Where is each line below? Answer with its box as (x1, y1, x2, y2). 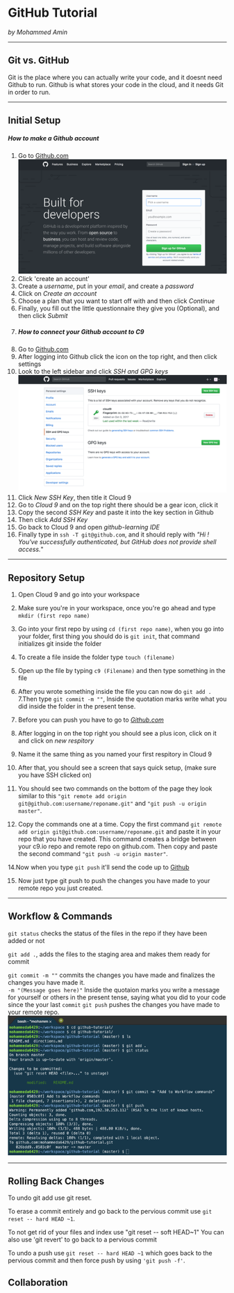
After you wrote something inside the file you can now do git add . (17, 688, 212, 696)
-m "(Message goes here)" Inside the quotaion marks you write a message (8, 985, 220, 994)
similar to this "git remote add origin (17, 792, 127, 800)
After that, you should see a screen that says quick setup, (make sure (17, 763, 217, 772)
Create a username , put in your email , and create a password (17, 282, 194, 290)
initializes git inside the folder (17, 640, 102, 648)
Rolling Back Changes (8, 1175, 105, 1187)
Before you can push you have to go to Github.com (17, 715, 164, 724)
